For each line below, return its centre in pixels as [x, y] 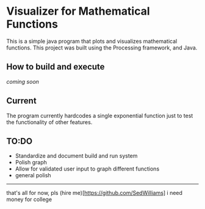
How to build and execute [56, 67]
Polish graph [31, 163]
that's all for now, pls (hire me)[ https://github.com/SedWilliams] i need [95, 193]
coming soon [23, 81]
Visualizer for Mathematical [78, 11]
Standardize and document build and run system [76, 156]
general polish [33, 175]
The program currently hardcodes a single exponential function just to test [100, 116]
